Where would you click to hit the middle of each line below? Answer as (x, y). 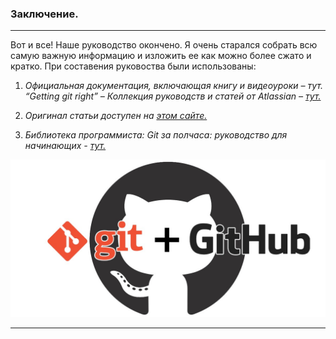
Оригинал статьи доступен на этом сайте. (116, 116)
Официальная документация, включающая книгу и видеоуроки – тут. (173, 86)
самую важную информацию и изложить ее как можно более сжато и (161, 56)
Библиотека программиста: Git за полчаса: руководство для (156, 135)
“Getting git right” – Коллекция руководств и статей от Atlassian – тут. (173, 96)
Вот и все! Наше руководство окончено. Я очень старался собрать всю (164, 45)
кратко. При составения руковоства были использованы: (133, 66)
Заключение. (44, 14)
